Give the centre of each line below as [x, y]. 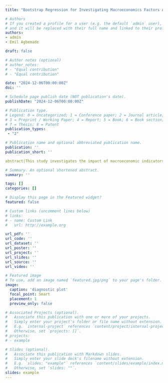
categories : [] [21, 188]
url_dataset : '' [22, 243]
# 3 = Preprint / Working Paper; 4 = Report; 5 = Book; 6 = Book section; [85, 120]
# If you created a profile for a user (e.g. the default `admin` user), [84, 23]
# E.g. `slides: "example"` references [49, 363]
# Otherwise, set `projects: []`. [43, 331]
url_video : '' [20, 266]
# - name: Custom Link [29, 220]
